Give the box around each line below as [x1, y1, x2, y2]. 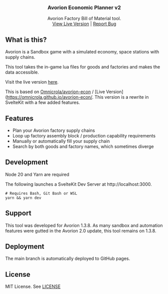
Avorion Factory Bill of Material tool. [47, 16, 121, 22]
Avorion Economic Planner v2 [47, 4, 121, 11]
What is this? [5, 35, 47, 44]
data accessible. [5, 69, 39, 76]
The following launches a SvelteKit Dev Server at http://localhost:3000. [5, 181, 152, 187]
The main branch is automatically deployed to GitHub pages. [5, 256, 130, 262]
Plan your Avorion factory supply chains [12, 127, 95, 133]
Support [5, 209, 32, 217]
